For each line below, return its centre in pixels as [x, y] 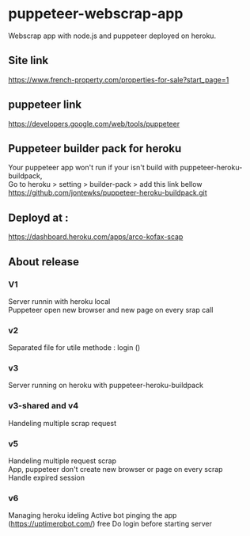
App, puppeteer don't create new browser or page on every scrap [116, 469]
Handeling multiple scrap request [62, 423]
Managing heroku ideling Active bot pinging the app [93, 515]
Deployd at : [38, 217]
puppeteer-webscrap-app [96, 14]
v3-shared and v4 [44, 406]
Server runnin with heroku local [59, 301]
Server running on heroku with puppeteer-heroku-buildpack [106, 386]
